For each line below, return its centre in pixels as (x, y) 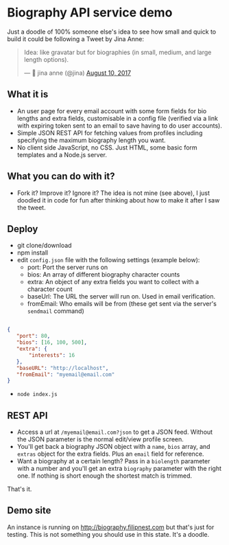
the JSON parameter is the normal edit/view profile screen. (100, 439)
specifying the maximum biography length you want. (91, 140)
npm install (33, 253)
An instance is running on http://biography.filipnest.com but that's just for (111, 527)
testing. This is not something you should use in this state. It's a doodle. (108, 534)
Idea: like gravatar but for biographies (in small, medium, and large (118, 52)
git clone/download (44, 246)
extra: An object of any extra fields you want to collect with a (113, 282)
